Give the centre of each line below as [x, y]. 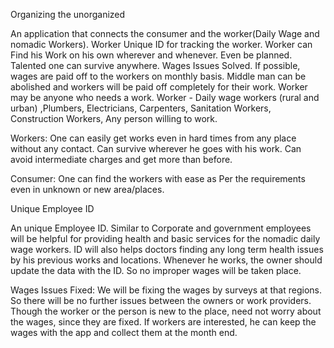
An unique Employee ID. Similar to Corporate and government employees [161, 228]
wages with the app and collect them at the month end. [124, 332]
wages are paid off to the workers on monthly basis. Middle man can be [158, 76]
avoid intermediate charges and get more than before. [121, 159]
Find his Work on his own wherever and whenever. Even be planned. [151, 55]
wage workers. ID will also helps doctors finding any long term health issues [167, 249]
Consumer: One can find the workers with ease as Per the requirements [158, 178]
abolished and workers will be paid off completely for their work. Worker [159, 87]
